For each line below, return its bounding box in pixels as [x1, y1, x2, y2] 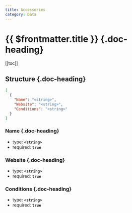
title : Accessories [5, 7, 46, 12]
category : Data [5, 12, 37, 17]
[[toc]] [5, 60, 18, 66]
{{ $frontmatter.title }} [5, 33, 99, 45]
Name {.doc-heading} [5, 127, 60, 134]
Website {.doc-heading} [5, 156, 66, 163]
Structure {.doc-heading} [5, 75, 86, 83]
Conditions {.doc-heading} [5, 185, 72, 192]
